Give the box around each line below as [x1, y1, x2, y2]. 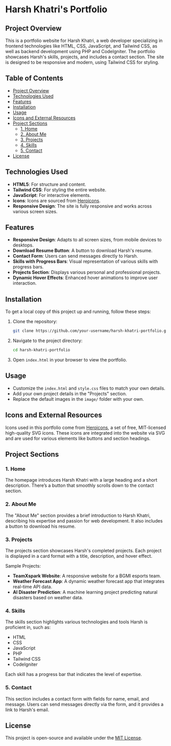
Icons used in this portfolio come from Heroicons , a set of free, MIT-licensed [5, 424, 166, 431]
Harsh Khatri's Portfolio [5, 4, 108, 15]
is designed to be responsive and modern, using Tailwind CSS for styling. [5, 59, 159, 65]
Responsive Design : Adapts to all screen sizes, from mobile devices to [12, 237, 162, 243]
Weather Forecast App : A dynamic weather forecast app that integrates [12, 578, 165, 584]
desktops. [12, 242, 34, 248]
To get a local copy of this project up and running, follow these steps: [5, 308, 151, 315]
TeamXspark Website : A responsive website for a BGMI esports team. [12, 573, 161, 579]
